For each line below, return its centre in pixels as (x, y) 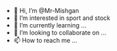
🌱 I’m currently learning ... (50, 25)
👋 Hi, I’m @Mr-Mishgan (46, 11)
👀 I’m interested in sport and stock (62, 18)
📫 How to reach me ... (45, 40)
